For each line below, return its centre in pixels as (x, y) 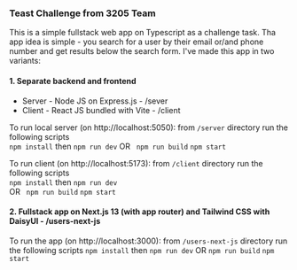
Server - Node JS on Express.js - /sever (95, 101)
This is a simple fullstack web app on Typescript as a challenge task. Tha (143, 33)
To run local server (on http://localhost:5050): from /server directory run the (148, 127)
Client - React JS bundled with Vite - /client (101, 110)
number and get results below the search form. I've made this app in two (142, 51)
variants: (25, 61)
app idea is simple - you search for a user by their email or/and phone (137, 42)
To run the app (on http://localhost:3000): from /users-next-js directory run (148, 241)
